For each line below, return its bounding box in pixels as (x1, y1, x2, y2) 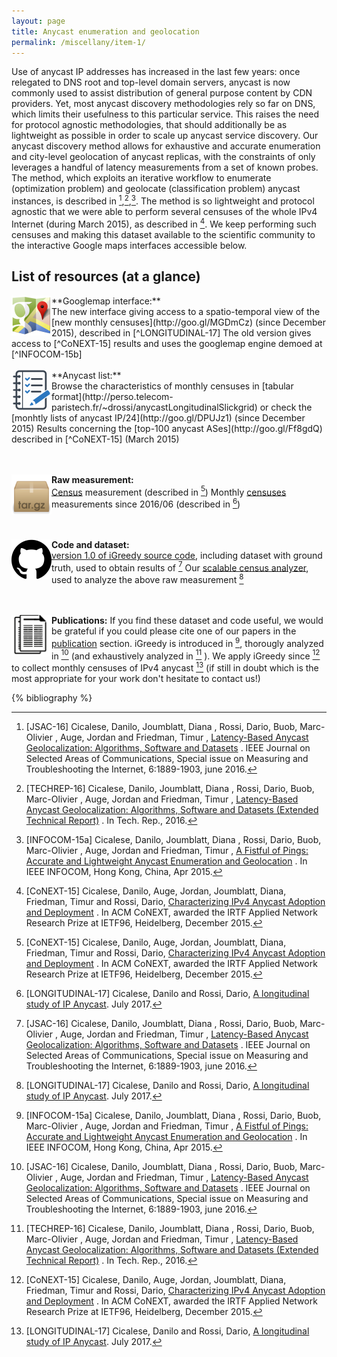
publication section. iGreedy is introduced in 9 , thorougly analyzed (51, 636, 324, 649)
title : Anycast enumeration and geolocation (11, 26, 200, 37)
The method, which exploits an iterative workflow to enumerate (11, 172, 272, 184)
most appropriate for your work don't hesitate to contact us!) (11, 673, 261, 685)
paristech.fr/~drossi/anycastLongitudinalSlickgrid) (51, 401, 258, 413)
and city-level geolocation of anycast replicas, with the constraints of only (11, 151, 316, 163)
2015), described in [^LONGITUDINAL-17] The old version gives (51, 326, 312, 339)
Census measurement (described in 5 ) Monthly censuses (51, 484, 287, 498)
